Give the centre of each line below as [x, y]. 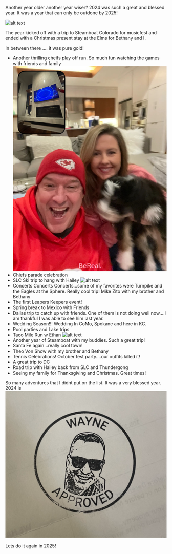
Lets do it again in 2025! [31, 546]
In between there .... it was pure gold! [45, 48]
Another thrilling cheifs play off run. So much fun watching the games [86, 58]
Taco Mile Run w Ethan [37, 335]
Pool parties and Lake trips [41, 330]
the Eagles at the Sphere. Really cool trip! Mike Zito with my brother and [88, 291]
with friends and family [37, 63]
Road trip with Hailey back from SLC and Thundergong [70, 367]
